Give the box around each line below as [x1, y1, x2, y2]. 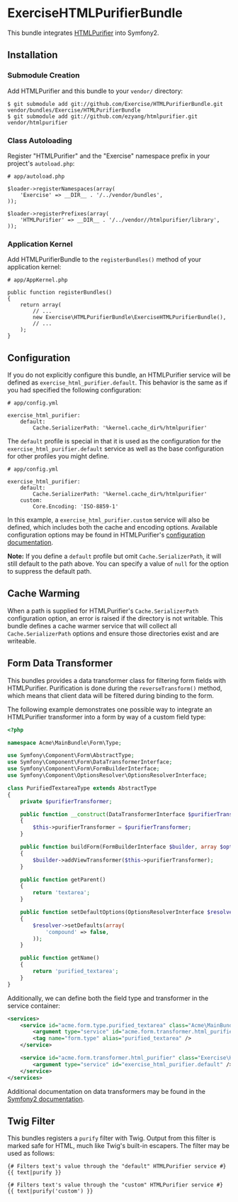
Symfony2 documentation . [7, 1095, 85, 1103]
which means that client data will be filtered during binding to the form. [7, 691, 215, 699]
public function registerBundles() [7, 289, 113, 296]
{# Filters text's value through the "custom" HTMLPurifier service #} [7, 1181, 223, 1188]
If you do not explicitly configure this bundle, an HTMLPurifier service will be [7, 371, 232, 380]
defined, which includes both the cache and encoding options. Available [7, 523, 218, 532]
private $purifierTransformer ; [20, 798, 113, 805]
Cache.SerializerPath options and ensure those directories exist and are [7, 629, 220, 638]
